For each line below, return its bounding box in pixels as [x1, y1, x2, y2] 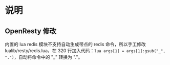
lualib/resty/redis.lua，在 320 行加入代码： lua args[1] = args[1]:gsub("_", [5, 48, 166, 54]
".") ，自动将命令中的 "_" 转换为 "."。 [5, 54, 83, 60]
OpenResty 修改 [5, 27, 57, 35]
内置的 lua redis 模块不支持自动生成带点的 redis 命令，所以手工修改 [5, 41, 146, 47]
